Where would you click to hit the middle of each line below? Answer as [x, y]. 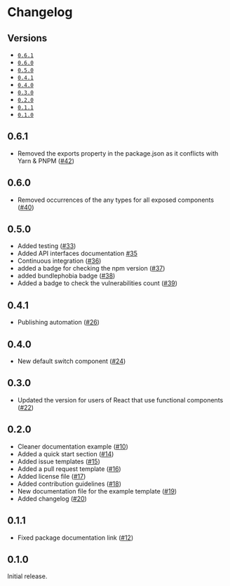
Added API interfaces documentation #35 [77, 254]
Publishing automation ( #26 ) [59, 322]
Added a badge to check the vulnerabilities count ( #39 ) [97, 283]
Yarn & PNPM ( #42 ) [46, 161]
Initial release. [27, 576]
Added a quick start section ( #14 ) [66, 454]
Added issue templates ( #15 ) [59, 461]
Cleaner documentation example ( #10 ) [73, 447]
